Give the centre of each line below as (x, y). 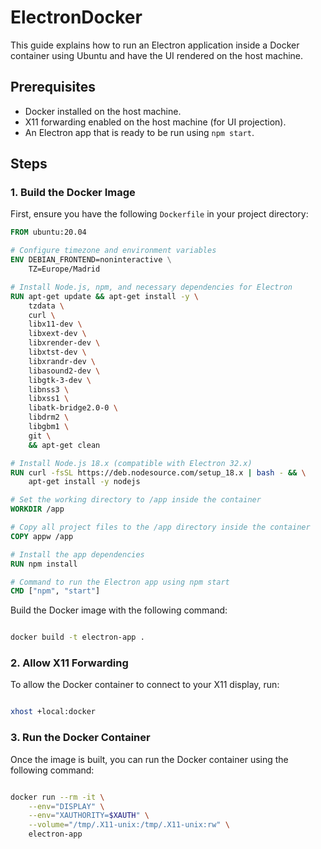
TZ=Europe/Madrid (64, 269)
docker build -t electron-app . (77, 637)
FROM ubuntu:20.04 (48, 232)
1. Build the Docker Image (73, 193)
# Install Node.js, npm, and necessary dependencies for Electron (151, 287)
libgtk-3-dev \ (60, 380)
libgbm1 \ (49, 427)
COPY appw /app (42, 536)
